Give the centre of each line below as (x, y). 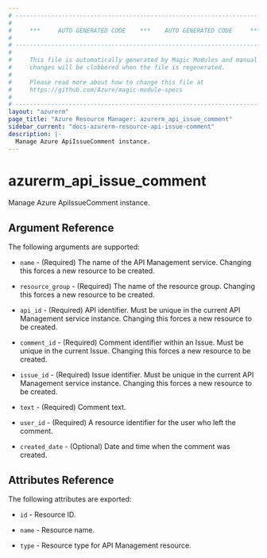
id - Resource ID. (48, 515)
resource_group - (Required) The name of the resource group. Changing (137, 287)
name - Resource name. (57, 530)
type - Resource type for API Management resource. (106, 545)
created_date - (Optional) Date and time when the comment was (125, 447)
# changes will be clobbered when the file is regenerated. (117, 68)
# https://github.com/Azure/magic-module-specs (95, 90)
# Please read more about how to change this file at (106, 82)
